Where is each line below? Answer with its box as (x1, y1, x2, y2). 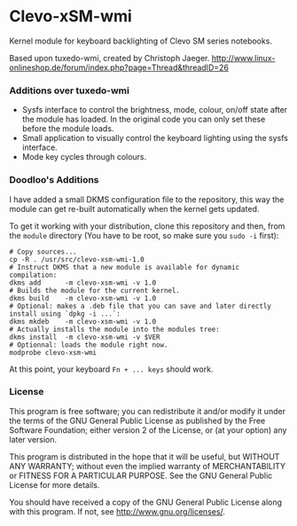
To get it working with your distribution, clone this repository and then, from (9, 220, 285, 232)
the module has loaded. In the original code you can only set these (21, 114, 266, 125)
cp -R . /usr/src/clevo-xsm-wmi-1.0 (9, 255, 145, 263)
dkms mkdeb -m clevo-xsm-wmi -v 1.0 (9, 317, 157, 326)
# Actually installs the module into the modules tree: (9, 325, 220, 334)
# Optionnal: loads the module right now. (9, 340, 168, 349)
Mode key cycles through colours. (21, 152, 147, 162)
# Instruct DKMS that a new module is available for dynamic (9, 263, 240, 271)
